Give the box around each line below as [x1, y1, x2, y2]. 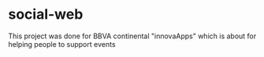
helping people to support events [8, 39, 116, 48]
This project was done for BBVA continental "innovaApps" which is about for [8, 31, 257, 41]
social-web [8, 5, 84, 23]
